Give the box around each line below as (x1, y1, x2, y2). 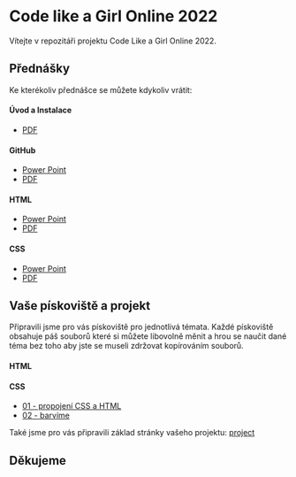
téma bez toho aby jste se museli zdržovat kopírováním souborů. (9, 341, 245, 351)
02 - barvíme (21, 410, 71, 421)
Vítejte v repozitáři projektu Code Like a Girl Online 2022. (9, 35, 216, 46)
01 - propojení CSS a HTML (21, 401, 122, 412)
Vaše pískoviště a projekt (9, 298, 151, 313)
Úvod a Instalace (9, 104, 72, 116)
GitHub (9, 144, 36, 156)
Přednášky (9, 61, 71, 76)
